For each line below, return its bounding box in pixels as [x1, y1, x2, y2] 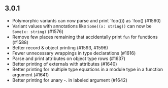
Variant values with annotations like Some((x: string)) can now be [12, 23, 152, 29]
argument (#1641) [12, 71, 49, 78]
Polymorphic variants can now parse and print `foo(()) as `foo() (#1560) [12, 17, 161, 23]
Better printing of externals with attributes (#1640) [12, 61, 117, 67]
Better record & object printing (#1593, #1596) [12, 44, 109, 50]
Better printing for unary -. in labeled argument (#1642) [12, 77, 128, 83]
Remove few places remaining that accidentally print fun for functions [12, 34, 158, 40]
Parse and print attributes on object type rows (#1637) [12, 55, 125, 62]
